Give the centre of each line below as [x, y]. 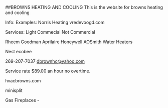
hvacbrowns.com [23, 81]
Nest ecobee [19, 51]
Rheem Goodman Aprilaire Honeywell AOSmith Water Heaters [69, 42]
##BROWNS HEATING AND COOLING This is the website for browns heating [84, 7]
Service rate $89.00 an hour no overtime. [48, 71]
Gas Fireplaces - [22, 100]
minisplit [14, 90]
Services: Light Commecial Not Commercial [50, 32]
